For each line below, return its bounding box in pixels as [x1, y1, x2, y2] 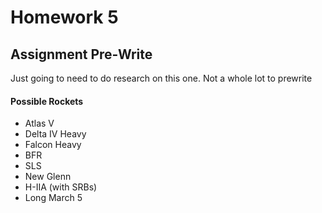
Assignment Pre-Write [10, 46, 153, 63]
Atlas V [24, 117, 55, 130]
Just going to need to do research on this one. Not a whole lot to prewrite [10, 72, 313, 84]
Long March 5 [24, 192, 83, 204]
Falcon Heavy [24, 139, 82, 151]
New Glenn [24, 171, 72, 183]
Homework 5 [10, 6, 119, 29]
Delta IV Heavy [24, 128, 87, 140]
